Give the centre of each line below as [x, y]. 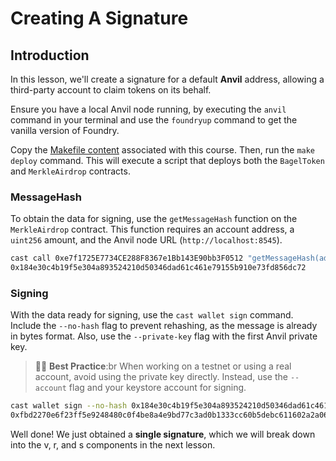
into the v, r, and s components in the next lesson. [113, 445]
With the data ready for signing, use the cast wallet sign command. [152, 315]
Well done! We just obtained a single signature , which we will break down [163, 434]
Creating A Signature [99, 18]
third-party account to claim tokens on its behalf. [111, 90]
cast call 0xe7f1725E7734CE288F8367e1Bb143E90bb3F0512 [127, 258]
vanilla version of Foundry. [65, 130]
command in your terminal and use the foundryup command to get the [154, 120]
